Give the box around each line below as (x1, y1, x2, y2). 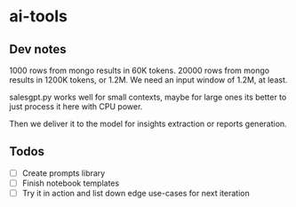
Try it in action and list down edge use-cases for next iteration (21, 187, 251, 198)
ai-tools (9, 6, 68, 27)
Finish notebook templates (21, 178, 120, 188)
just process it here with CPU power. (9, 101, 143, 112)
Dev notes (9, 42, 67, 57)
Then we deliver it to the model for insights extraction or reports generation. (9, 118, 287, 129)
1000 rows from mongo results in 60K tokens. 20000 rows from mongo (9, 65, 269, 76)
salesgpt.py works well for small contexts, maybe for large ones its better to (9, 92, 287, 102)
